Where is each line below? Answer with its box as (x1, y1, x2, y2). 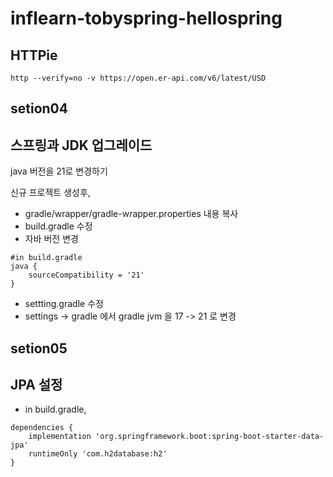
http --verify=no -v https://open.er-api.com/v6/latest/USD (10, 73, 267, 83)
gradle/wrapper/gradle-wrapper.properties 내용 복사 (24, 208, 239, 220)
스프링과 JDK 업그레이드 (10, 137, 153, 154)
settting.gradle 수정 (24, 298, 104, 310)
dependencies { (10, 423, 74, 433)
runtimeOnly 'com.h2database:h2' (28, 449, 168, 459)
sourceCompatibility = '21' (28, 270, 145, 281)
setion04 (10, 100, 68, 117)
